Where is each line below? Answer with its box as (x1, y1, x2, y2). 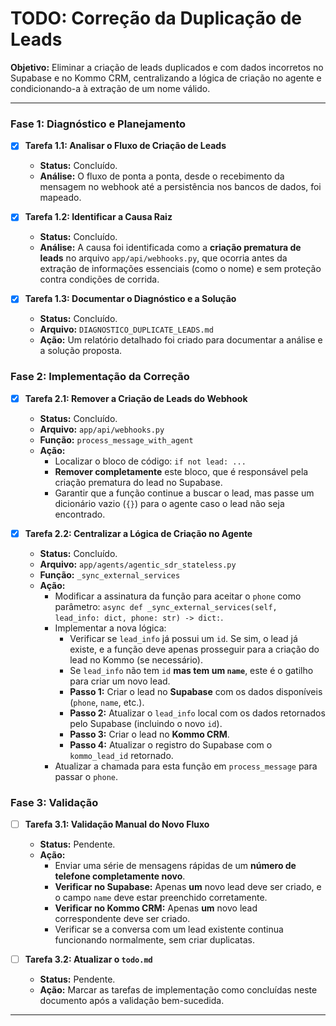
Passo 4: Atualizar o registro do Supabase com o (69, 738, 273, 751)
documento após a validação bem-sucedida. (39, 995, 225, 1007)
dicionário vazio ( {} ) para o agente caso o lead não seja (54, 497, 285, 509)
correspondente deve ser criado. (54, 913, 191, 925)
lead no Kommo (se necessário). (69, 653, 203, 666)
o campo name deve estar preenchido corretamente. (54, 892, 268, 904)
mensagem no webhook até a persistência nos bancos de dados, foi (39, 181, 322, 193)
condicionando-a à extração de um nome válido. (10, 82, 211, 94)
